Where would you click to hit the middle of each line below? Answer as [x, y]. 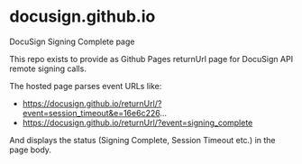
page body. [31, 150]
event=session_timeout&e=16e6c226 [91, 113]
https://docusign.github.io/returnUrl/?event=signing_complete [137, 123]
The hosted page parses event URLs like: [86, 86]
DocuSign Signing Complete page [72, 41]
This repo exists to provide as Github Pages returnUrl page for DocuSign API [151, 59]
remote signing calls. [48, 68]
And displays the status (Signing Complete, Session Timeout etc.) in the [143, 140]
